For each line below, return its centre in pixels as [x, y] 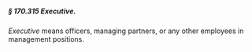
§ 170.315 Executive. [42, 11]
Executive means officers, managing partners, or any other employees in [126, 31]
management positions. [46, 39]
